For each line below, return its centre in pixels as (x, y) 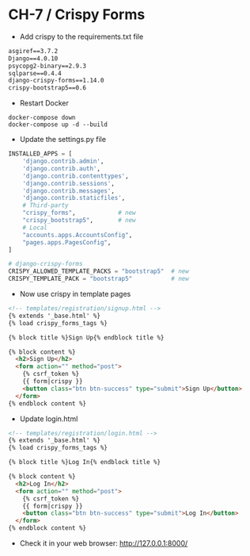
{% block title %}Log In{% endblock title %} (84, 462)
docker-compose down (42, 118)
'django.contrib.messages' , (68, 191)
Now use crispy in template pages (75, 294)
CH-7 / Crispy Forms (77, 15)
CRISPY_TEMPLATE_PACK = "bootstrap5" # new (99, 279)
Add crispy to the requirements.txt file (81, 36)
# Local (35, 228)
